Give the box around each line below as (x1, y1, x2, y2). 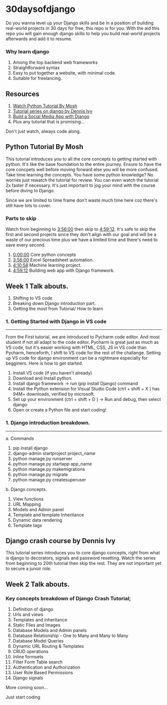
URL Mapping (12, 501, 41, 507)
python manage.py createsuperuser (12, 476, 86, 482)
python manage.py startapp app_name (12, 461, 92, 467)
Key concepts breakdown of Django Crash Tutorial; (5, 595, 131, 602)
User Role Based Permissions (12, 670, 73, 676)
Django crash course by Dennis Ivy (5, 537, 116, 545)
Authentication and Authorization (12, 664, 81, 670)
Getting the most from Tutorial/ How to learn (12, 306, 104, 312)
